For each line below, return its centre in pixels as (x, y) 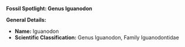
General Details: (26, 20)
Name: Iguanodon (37, 31)
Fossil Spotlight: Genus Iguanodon (49, 9)
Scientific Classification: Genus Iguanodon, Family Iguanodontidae (97, 37)
